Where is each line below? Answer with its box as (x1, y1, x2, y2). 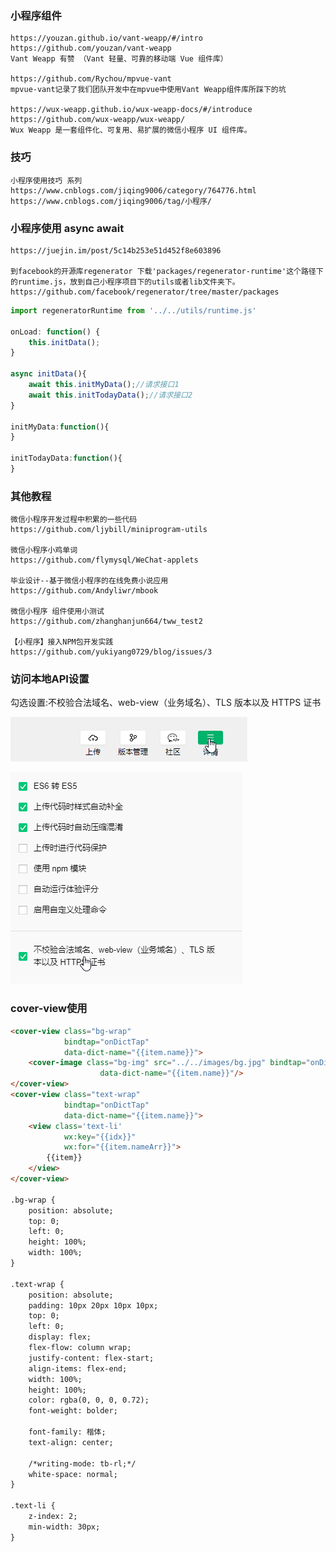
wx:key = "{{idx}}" (63, 1132, 137, 1142)
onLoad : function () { (10, 327, 101, 337)
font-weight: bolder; (28, 1406, 118, 1416)
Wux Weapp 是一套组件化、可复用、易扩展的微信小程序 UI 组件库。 (10, 125, 252, 136)
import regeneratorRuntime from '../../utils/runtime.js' (10, 305, 257, 316)
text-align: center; (28, 1437, 114, 1447)
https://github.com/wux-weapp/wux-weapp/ (10, 115, 186, 125)
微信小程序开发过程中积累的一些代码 (10, 515, 138, 525)
